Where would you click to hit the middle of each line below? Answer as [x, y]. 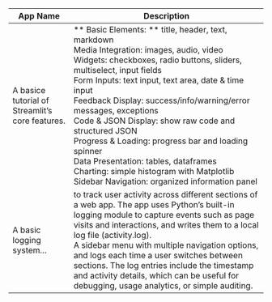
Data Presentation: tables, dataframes [145, 161]
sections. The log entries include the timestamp [164, 265]
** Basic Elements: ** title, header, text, [151, 30]
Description [167, 16]
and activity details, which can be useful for [156, 276]
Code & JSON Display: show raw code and [154, 121]
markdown [94, 40]
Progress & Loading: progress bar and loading [161, 141]
